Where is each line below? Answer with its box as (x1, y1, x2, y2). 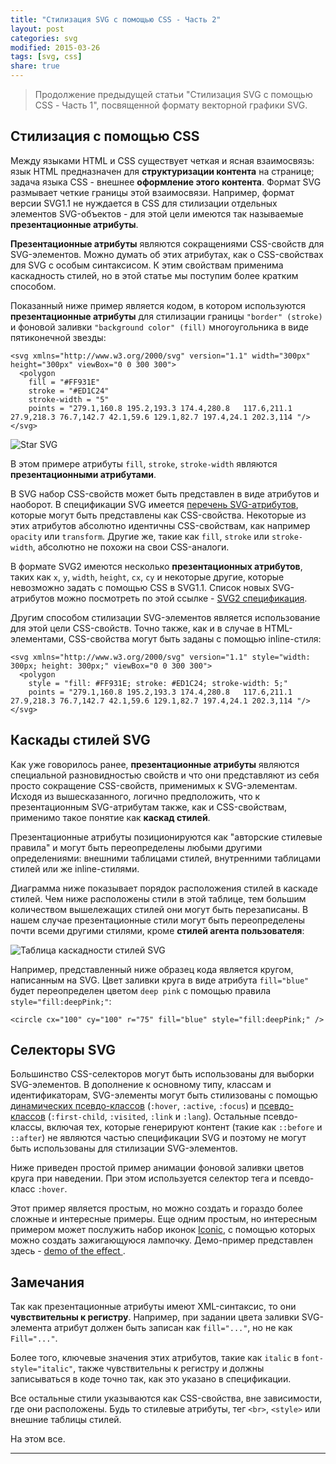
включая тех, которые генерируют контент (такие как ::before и (46, 1121, 323, 1133)
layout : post (10, 24, 65, 34)
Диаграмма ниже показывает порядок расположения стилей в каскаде (10, 882, 318, 894)
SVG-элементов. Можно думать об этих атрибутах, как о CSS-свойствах (10, 248, 324, 260)
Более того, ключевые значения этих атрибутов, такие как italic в (10, 1352, 300, 1364)
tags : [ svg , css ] (10, 52, 83, 62)
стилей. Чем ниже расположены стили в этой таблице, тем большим (10, 892, 307, 905)
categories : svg (10, 33, 78, 43)
